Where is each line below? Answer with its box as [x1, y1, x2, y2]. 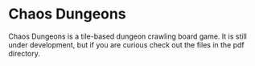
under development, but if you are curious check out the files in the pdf [8, 39, 245, 49]
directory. [8, 48, 40, 58]
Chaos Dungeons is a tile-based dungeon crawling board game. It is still [8, 31, 247, 41]
